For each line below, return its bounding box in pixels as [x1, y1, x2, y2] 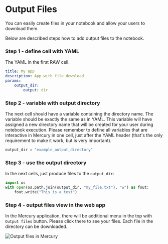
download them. [5, 25, 39, 31]
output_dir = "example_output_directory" [5, 147, 93, 152]
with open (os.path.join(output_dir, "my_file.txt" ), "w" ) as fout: [5, 185, 149, 190]
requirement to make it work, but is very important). [5, 137, 112, 144]
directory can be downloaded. [5, 223, 68, 229]
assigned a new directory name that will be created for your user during [5, 121, 153, 128]
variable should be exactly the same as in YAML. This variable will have [5, 116, 152, 122]
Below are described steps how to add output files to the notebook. [5, 35, 144, 41]
